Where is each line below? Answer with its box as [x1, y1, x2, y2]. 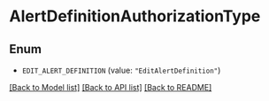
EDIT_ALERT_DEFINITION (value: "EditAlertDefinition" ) [21, 65, 221, 75]
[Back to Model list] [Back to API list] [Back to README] [9, 82, 212, 92]
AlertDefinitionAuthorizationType [9, 6, 261, 27]
